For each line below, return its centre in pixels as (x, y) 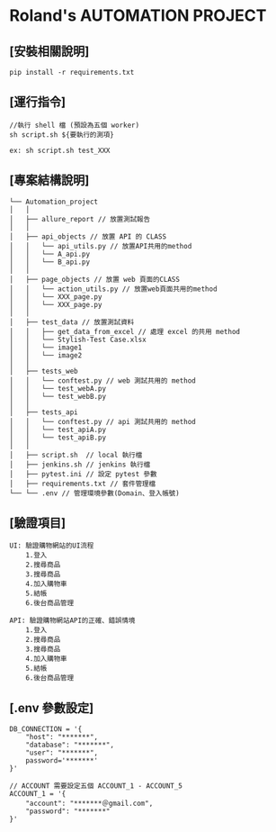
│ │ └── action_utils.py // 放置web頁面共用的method (113, 289)
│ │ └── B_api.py (50, 262)
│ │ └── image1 (46, 348)
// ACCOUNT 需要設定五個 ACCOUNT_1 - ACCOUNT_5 (96, 786)
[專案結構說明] (49, 181)
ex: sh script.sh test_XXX (60, 150)
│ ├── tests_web (44, 371)
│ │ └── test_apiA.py (58, 430)
